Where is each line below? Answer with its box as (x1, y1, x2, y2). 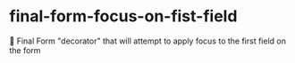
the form (9, 44, 41, 55)
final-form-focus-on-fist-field (9, 6, 238, 27)
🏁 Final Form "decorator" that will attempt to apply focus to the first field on (9, 35, 286, 46)
